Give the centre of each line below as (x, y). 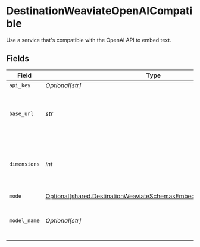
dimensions (24, 164)
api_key (20, 85)
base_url (21, 113)
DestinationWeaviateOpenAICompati (99, 11)
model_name (24, 220)
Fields (18, 58)
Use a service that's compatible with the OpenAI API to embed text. (89, 40)
